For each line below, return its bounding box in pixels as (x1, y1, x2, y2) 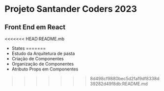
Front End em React (4, 23, 66, 31)
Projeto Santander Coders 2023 (4, 3, 137, 15)
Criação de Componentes (11, 56, 64, 62)
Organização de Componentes (11, 61, 74, 67)
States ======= (11, 45, 46, 51)
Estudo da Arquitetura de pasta (11, 50, 75, 56)
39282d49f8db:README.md (90, 81, 148, 87)
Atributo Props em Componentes (11, 66, 79, 72)
